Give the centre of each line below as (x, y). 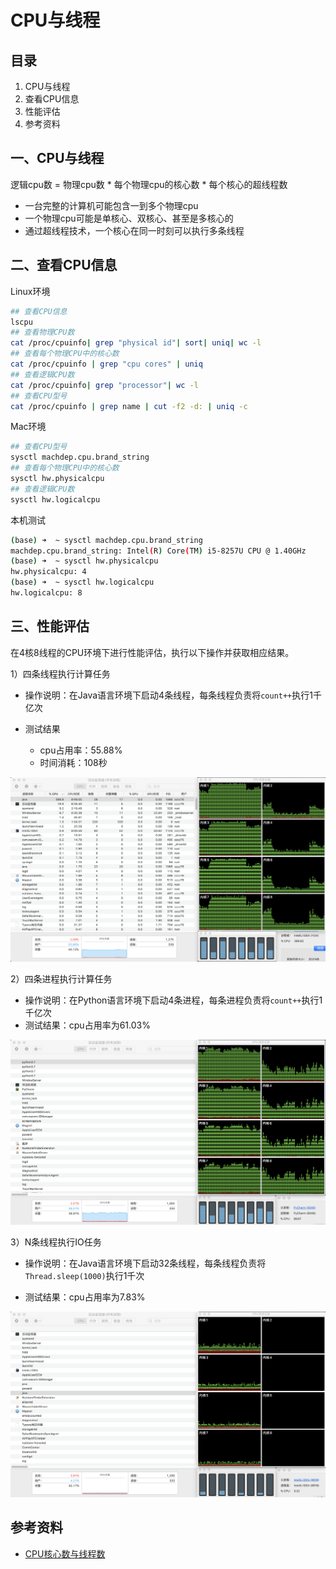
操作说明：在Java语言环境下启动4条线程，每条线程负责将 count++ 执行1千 (173, 695)
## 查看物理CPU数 (42, 332)
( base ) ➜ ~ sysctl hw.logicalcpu (82, 582)
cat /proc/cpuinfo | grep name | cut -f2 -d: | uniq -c (129, 406)
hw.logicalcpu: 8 (46, 593)
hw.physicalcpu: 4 (48, 572)
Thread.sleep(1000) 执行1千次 (84, 1276)
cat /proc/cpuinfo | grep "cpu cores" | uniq (106, 364)
